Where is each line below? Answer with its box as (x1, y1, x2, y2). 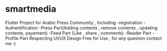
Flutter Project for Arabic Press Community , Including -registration (5, 20, 143, 25)
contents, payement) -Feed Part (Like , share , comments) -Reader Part (5, 30, 152, 36)
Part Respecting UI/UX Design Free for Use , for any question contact (19, 35, 162, 41)
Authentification (5, 25, 38, 30)
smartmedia (5, 3, 56, 15)
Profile (5, 35, 19, 41)
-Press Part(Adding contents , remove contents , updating (39, 25, 158, 30)
